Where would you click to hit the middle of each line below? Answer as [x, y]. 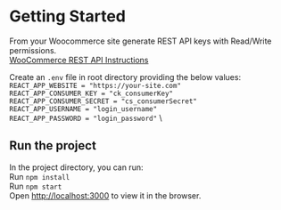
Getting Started [68, 16]
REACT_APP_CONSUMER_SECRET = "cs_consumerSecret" [103, 101]
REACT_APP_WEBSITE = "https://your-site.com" [95, 85]
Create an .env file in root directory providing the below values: [125, 77]
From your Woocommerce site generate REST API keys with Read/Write [140, 41]
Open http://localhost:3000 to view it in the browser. [105, 195]
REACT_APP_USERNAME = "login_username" [83, 109]
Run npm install [40, 176]
